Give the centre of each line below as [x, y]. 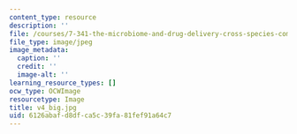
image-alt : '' [43, 75]
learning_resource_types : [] [63, 83]
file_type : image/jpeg [51, 42]
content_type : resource [53, 17]
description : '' [39, 26]
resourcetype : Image [47, 99]
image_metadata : [39, 50]
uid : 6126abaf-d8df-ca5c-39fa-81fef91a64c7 [91, 115]
